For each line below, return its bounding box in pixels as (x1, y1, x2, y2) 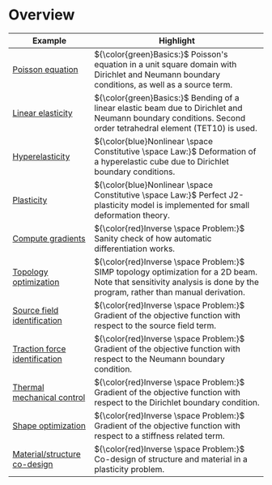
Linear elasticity (12, 107, 73, 118)
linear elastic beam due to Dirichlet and (94, 102, 243, 113)
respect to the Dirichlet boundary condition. (94, 397, 260, 408)
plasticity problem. (94, 463, 165, 474)
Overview (8, 6, 75, 24)
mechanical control (12, 391, 86, 402)
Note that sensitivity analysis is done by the (94, 276, 259, 287)
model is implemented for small (130, 199, 249, 211)
